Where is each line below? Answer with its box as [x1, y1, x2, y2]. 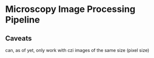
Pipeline [5, 14, 40, 25]
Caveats [5, 34, 32, 42]
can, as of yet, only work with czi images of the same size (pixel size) [5, 47, 149, 53]
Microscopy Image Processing [5, 3, 135, 15]
